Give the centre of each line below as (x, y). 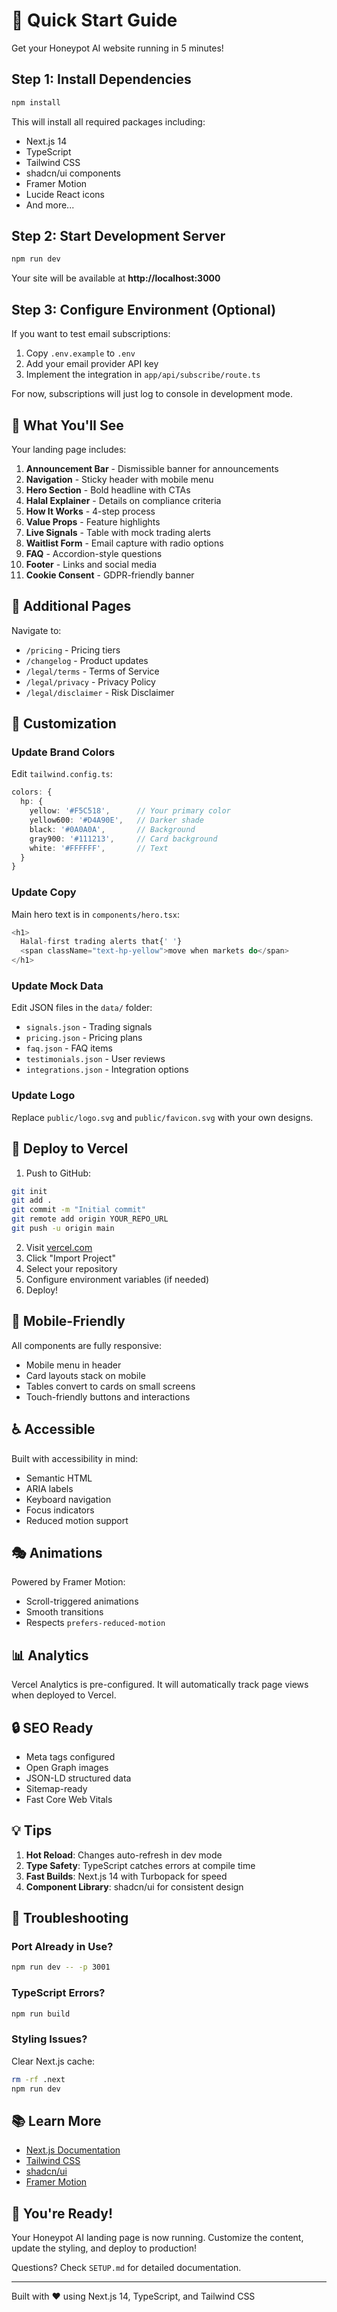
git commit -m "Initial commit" (78, 1210)
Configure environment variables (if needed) (117, 1279)
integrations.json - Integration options (107, 1070)
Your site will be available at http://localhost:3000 (116, 278)
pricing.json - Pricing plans (84, 1038)
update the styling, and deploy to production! (104, 2248)
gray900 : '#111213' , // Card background (123, 839)
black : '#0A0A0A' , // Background (112, 829)
